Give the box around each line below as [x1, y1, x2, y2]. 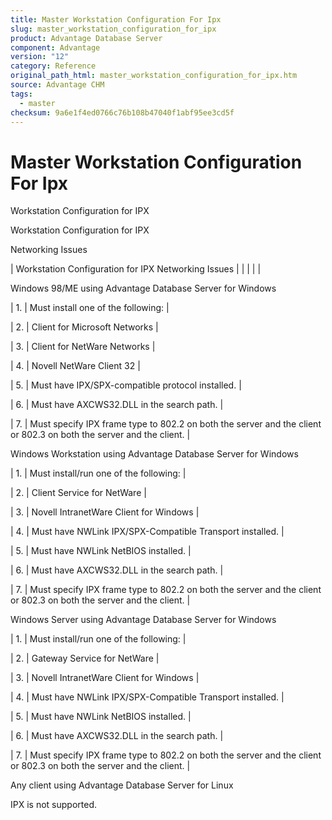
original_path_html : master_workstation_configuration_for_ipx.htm [10, 71, 298, 81]
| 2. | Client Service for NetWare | [10, 487, 147, 499]
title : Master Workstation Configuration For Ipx [10, 14, 222, 25]
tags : [10, 89, 33, 99]
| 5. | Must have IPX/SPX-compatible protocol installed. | [10, 379, 242, 391]
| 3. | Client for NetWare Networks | [10, 341, 156, 353]
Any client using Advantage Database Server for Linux [10, 779, 234, 791]
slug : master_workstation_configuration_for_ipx [10, 24, 217, 34]
